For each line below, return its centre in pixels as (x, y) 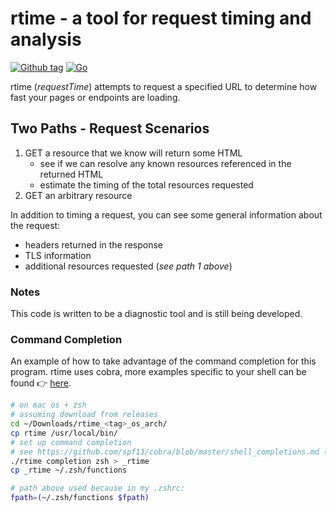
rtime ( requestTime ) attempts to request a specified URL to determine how (164, 86)
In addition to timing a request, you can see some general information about (166, 214)
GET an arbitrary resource (78, 195)
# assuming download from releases (84, 415)
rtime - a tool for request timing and (161, 18)
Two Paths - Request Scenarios (110, 128)
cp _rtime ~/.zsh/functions (69, 470)
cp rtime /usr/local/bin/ (64, 433)
